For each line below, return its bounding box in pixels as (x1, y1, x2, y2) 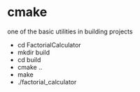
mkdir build (17, 48, 50, 56)
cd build (17, 55, 41, 63)
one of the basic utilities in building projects (7, 27, 133, 36)
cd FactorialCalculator (17, 40, 82, 49)
